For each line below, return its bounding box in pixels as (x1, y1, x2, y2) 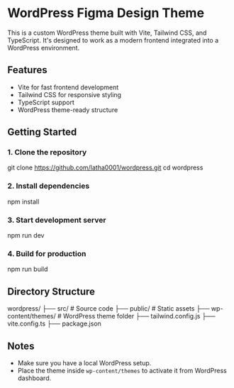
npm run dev (7, 231, 45, 240)
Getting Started (7, 126, 77, 138)
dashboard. (17, 374, 52, 382)
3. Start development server (7, 215, 106, 225)
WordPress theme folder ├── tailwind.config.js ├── (62, 312, 216, 321)
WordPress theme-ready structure (17, 105, 118, 114)
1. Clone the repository (7, 148, 87, 157)
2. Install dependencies (7, 181, 90, 191)
